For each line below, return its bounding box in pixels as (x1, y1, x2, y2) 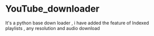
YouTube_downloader (5, 3, 99, 15)
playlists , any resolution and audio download (5, 25, 100, 31)
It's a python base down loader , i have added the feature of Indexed (5, 20, 149, 26)
